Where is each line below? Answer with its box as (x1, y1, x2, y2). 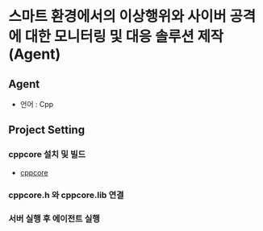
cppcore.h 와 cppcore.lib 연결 (8, 189, 124, 200)
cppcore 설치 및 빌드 (8, 149, 86, 160)
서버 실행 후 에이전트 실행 (8, 212, 101, 224)
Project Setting (8, 123, 86, 137)
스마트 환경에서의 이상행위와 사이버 (8, 7, 228, 26)
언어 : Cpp (19, 100, 54, 109)
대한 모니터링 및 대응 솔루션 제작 (24, 27, 224, 46)
